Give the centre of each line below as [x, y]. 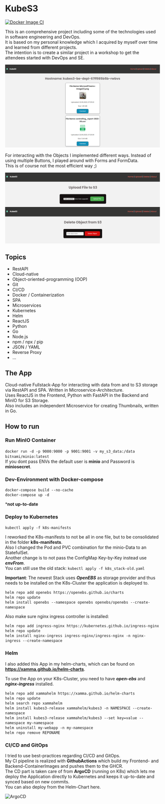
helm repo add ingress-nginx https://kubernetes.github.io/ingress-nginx [82, 626]
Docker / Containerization [38, 295]
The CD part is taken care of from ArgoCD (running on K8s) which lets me [80, 772]
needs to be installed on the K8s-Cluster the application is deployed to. [77, 583]
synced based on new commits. [37, 782]
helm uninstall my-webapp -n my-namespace [49, 728]
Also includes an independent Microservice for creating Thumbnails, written [82, 406]
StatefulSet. [17, 553]
